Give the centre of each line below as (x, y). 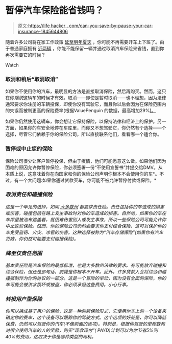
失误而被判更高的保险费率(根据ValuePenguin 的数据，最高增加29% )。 (83, 111)
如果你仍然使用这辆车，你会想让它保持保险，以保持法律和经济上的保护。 (81, 121)
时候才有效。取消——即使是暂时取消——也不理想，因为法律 (103, 98)
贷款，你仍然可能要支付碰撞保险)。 (42, 239)
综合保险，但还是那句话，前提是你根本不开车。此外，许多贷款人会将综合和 (83, 272)
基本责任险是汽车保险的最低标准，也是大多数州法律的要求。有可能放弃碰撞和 (86, 265)
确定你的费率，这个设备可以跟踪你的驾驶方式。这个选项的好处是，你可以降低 (86, 317)
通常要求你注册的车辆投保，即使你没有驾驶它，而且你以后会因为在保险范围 (83, 104)
